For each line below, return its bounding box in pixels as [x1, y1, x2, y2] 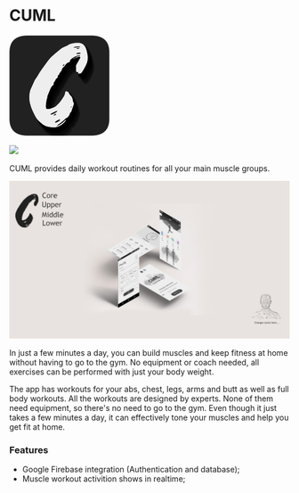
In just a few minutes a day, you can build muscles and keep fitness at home [9, 347, 288, 357]
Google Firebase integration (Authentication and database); [21, 464, 240, 475]
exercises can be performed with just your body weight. [9, 366, 214, 377]
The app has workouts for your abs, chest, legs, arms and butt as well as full [9, 383, 289, 394]
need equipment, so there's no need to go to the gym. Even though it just [9, 402, 278, 413]
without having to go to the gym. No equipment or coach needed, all [9, 357, 260, 367]
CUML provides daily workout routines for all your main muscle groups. [9, 162, 271, 174]
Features [9, 443, 49, 456]
